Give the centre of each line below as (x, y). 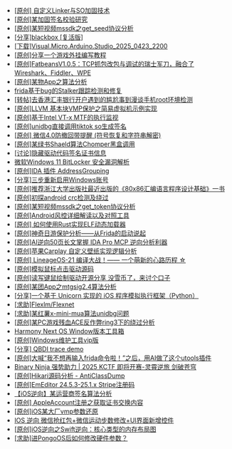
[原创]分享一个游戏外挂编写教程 (60, 55)
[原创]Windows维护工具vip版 (56, 340)
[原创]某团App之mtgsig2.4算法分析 (65, 287)
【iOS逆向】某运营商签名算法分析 (63, 393)
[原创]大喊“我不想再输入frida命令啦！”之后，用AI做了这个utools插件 (113, 358)
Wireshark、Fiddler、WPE (52, 73)
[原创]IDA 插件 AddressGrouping (62, 171)
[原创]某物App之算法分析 (51, 82)
